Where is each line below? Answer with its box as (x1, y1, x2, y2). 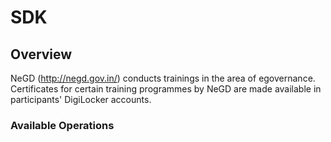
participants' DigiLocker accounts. (10, 94, 152, 105)
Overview (10, 46, 73, 63)
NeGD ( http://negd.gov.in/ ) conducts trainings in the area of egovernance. (10, 72, 316, 84)
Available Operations (10, 118, 115, 132)
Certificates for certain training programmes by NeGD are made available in (10, 83, 322, 95)
